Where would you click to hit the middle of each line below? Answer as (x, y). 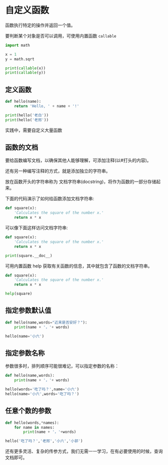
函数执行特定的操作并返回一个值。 (40, 25)
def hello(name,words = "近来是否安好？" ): (46, 322)
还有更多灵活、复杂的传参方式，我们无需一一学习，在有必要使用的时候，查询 (84, 451)
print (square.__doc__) (29, 256)
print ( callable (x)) (25, 68)
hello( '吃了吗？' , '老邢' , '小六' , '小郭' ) (44, 441)
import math (17, 45)
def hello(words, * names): (32, 423)
